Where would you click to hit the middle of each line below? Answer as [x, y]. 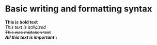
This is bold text [21, 22]
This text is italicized [25, 27]
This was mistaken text [28, 32]
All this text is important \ [31, 37]
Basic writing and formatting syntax [79, 9]
